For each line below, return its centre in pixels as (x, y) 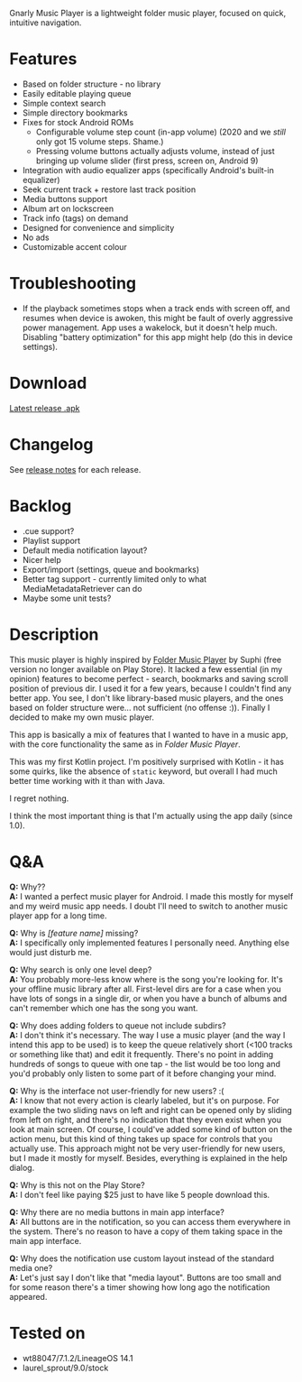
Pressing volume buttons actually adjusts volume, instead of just (155, 151)
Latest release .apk (45, 408)
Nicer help (41, 559)
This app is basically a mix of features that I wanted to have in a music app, (149, 734)
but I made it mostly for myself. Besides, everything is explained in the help (149, 1157)
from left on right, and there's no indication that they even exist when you (146, 1119)
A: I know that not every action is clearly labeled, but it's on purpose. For (144, 1101)
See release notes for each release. (75, 469)
